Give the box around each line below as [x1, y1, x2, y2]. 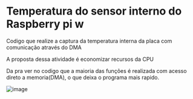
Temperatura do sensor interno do [6, 4, 182, 18]
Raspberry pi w [6, 17, 84, 31]
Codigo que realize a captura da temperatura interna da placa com [6, 37, 172, 44]
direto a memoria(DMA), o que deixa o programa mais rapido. [6, 73, 159, 81]
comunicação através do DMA [6, 44, 82, 51]
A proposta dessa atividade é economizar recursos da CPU [6, 55, 154, 63]
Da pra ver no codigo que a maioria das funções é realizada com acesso [6, 67, 187, 74]
